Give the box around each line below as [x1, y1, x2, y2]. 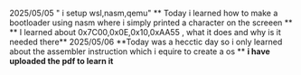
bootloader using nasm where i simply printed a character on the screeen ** [9, 17, 293, 28]
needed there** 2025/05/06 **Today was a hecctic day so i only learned [9, 36, 283, 47]
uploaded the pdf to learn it [9, 56, 114, 66]
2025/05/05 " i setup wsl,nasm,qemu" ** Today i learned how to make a [9, 8, 278, 18]
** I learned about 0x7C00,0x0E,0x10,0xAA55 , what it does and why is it [9, 27, 282, 37]
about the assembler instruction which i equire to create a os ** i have [9, 46, 271, 57]
